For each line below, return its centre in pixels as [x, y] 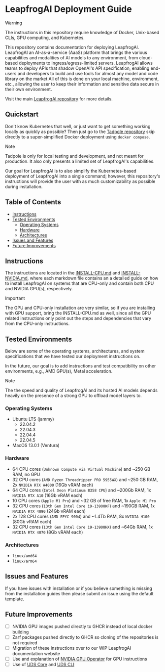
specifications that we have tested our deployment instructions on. [73, 357]
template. [15, 599]
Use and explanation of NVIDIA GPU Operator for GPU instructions [80, 659]
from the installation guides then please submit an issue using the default [79, 593]
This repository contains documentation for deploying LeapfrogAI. [72, 47]
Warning [14, 23]
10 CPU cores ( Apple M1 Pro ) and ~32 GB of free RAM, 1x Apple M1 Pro [84, 500]
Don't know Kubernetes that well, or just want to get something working [78, 126]
